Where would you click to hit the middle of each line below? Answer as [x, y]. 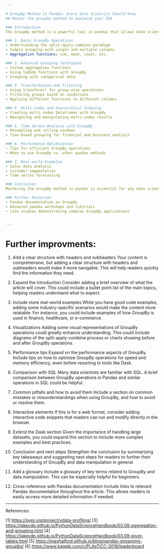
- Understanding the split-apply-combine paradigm [58, 45]
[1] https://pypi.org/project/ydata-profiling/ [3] [52, 520]
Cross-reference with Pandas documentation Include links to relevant [82, 487]
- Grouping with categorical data [41, 77]
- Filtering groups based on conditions [47, 95]
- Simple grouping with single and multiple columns [60, 50]
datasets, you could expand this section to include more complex [78, 437]
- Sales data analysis [28, 166]
